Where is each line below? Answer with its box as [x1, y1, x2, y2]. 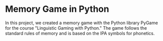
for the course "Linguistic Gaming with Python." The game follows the [5, 25, 147, 31]
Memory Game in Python [5, 3, 110, 15]
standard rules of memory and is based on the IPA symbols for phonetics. [5, 30, 155, 36]
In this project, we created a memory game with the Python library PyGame [5, 20, 158, 26]
